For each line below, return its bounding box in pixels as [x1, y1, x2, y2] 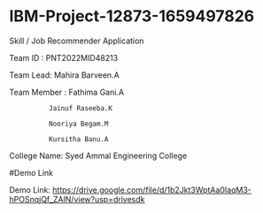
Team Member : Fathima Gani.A [9, 87, 125, 97]
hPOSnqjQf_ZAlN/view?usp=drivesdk [9, 194, 145, 204]
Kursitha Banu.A [48, 134, 109, 143]
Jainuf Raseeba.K [48, 103, 113, 112]
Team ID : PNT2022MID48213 [9, 52, 119, 63]
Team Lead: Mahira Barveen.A [9, 69, 120, 80]
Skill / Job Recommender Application [9, 35, 144, 46]
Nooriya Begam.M [48, 119, 109, 128]
